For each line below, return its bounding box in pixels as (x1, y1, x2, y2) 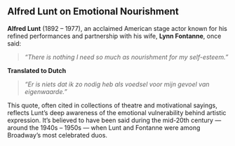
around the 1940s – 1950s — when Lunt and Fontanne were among (7, 123, 201, 132)
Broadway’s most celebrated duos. (7, 131, 107, 139)
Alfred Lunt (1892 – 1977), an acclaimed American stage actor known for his (7, 24, 228, 32)
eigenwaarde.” (24, 87, 68, 95)
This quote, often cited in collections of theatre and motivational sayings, (7, 101, 217, 109)
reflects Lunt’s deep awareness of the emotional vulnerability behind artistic (7, 108, 227, 117)
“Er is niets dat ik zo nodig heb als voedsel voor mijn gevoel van (24, 80, 210, 88)
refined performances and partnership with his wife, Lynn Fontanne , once (7, 32, 222, 40)
